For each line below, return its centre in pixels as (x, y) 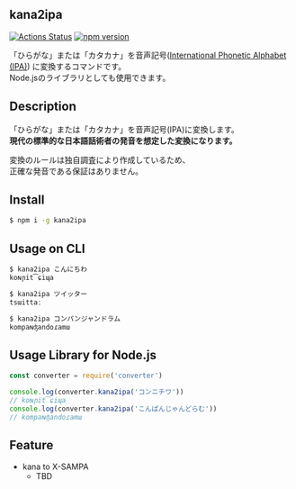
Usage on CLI (47, 248)
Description (43, 107)
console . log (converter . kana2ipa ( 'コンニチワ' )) (97, 392)
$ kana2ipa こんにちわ (49, 269)
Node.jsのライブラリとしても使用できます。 (90, 77)
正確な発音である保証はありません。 (76, 171)
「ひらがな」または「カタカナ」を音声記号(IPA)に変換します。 (125, 129)
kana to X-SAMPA (55, 466)
